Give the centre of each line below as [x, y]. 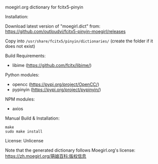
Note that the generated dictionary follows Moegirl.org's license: [70, 150]
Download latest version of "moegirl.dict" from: [53, 26]
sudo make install [24, 131]
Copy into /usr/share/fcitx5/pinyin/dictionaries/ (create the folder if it [79, 41]
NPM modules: [20, 99]
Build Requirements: [25, 56]
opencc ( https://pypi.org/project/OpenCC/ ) [56, 84]
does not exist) [20, 46]
